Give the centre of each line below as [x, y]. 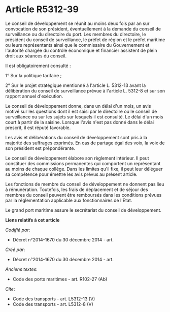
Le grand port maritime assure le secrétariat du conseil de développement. [83, 210]
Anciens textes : [22, 269]
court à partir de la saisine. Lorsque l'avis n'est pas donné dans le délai [79, 122]
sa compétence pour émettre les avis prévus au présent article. [72, 174]
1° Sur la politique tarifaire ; [33, 75]
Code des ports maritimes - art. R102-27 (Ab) [60, 279]
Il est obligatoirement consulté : [38, 66]
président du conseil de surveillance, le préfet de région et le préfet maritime [85, 40]
